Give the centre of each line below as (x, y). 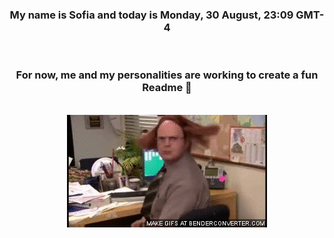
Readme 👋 (167, 88)
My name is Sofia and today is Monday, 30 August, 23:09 (151, 15)
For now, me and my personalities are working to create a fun (167, 75)
